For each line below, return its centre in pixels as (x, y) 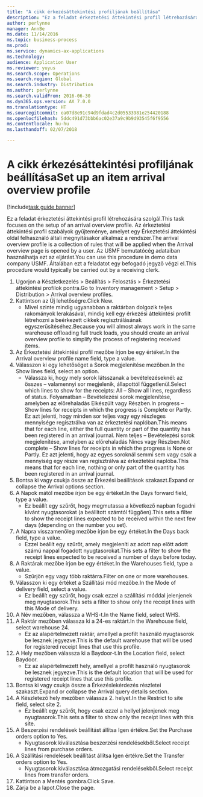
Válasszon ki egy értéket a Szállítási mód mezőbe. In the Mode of (96, 582)
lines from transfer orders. (57, 775)
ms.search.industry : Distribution (50, 85)
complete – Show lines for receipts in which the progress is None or (108, 448)
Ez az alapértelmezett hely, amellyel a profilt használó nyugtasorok (107, 666)
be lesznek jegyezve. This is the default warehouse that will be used (108, 640)
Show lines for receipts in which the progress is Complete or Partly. (108, 409)
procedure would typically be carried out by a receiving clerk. (83, 269)
